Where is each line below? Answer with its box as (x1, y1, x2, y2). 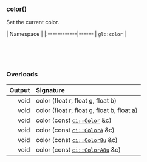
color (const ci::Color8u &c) (36, 135, 118, 144)
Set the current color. (6, 19, 60, 26)
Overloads (6, 70, 38, 79)
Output (9, 86, 30, 94)
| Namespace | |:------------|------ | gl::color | (6, 30, 126, 38)
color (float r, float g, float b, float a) (36, 106, 138, 114)
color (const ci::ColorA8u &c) (36, 145, 121, 154)
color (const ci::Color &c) (36, 116, 112, 124)
